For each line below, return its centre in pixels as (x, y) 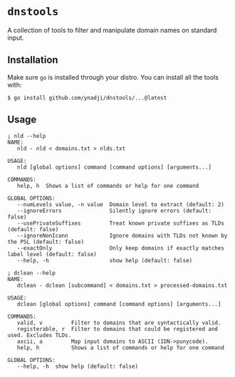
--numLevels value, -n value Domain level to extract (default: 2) (120, 204)
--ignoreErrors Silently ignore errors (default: (114, 211)
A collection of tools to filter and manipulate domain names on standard (112, 30)
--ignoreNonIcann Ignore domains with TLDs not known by (122, 235)
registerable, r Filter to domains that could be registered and (117, 329)
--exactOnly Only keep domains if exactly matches (120, 248)
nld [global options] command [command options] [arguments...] (114, 167)
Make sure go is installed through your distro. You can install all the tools (113, 77)
